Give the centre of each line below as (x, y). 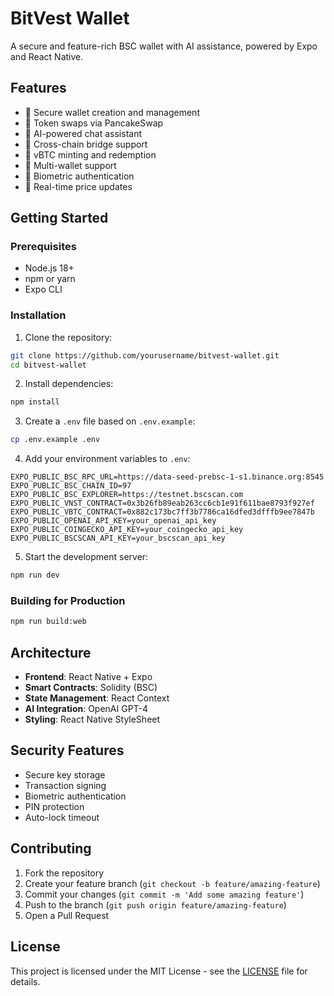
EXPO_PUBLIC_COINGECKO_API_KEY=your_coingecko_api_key (127, 530)
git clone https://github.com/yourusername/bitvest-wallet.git (145, 355)
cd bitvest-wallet (48, 365)
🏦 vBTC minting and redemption (90, 154)
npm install (35, 402)
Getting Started (59, 218)
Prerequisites (43, 247)
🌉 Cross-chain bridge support (86, 144)
